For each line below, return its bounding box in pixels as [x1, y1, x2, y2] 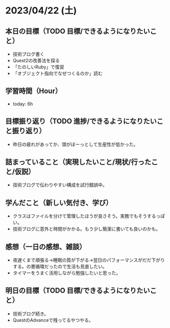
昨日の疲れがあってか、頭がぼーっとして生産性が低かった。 [12, 141, 138, 147]
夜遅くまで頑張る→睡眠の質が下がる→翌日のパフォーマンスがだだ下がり [12, 257, 165, 263]
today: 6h [12, 101, 33, 107]
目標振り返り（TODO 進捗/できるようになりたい [5, 117, 157, 126]
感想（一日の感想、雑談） [5, 242, 86, 251]
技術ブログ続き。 [12, 311, 49, 317]
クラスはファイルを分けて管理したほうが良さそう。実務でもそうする [12, 213, 156, 219]
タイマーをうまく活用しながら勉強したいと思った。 [12, 270, 121, 276]
